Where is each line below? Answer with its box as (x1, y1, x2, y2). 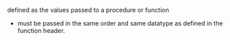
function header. (17, 27, 65, 34)
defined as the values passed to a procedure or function (7, 6, 169, 14)
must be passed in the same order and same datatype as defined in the (17, 19, 224, 27)
